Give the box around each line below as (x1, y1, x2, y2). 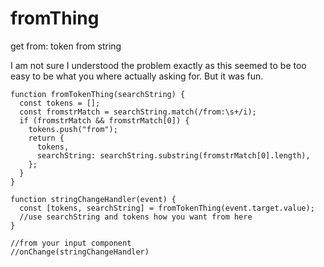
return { (28, 133, 65, 143)
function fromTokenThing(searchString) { (10, 89, 186, 99)
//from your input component (10, 238, 132, 248)
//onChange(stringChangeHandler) (10, 247, 150, 257)
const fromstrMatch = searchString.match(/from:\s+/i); (19, 107, 257, 117)
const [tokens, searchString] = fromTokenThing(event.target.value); (19, 203, 315, 213)
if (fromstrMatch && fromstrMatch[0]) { (19, 115, 190, 126)
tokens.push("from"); (28, 124, 118, 134)
